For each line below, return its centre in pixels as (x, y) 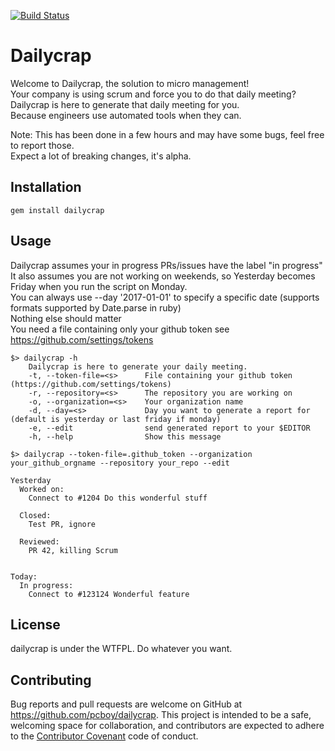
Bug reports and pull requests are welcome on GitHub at (126, 704)
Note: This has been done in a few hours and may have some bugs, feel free (167, 134)
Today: (24, 576)
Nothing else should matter (66, 318)
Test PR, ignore (62, 524)
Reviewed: (39, 541)
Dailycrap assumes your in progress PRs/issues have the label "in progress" (166, 265)
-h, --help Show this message (125, 436)
